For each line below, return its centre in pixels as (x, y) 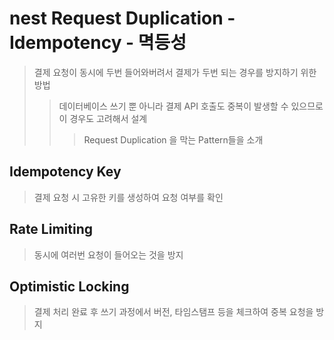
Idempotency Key (65, 172)
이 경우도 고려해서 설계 (103, 118)
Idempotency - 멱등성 (98, 43)
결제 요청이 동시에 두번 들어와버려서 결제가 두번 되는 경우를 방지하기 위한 (175, 72)
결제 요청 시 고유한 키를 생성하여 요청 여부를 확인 (128, 197)
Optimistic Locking (69, 286)
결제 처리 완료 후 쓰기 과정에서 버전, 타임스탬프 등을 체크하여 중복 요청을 (173, 312)
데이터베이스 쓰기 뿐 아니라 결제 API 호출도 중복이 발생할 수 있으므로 (191, 106)
